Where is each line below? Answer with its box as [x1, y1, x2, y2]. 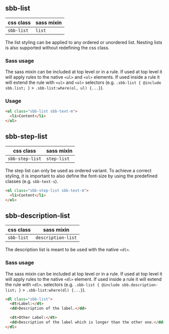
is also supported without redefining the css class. [5, 44, 110, 51]
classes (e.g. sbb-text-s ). [5, 178, 58, 184]
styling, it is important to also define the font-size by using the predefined [5, 173, 157, 179]
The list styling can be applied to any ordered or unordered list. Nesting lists [5, 39, 162, 45]
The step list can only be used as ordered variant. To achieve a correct [5, 167, 152, 173]
